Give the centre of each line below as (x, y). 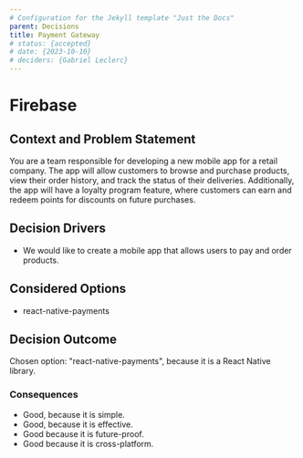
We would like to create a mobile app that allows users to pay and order (157, 250)
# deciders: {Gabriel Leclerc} (69, 60)
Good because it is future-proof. (83, 433)
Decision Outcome (63, 340)
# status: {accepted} (51, 43)
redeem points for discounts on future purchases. (103, 200)
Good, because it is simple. (73, 414)
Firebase (43, 105)
